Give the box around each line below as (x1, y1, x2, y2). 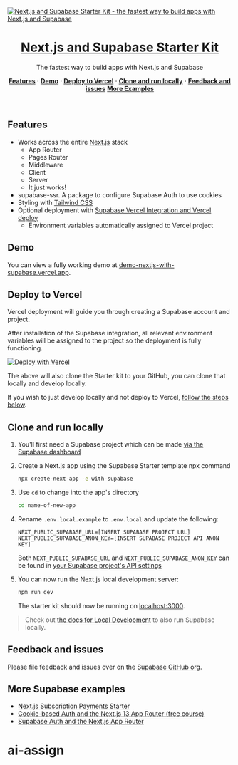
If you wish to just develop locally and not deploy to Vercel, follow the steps (7, 393, 229, 402)
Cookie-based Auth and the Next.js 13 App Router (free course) (17, 709, 205, 718)
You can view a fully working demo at (7, 260, 118, 269)
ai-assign (7, 742, 65, 758)
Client (28, 167, 46, 177)
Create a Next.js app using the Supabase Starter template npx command (17, 462, 231, 470)
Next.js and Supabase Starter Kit (20, 39, 219, 56)
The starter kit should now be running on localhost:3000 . (17, 601, 185, 610)
